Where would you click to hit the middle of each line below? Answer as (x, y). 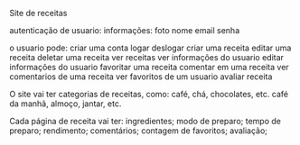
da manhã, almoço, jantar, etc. (66, 104)
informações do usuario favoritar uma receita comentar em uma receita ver (149, 67)
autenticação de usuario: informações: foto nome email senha (125, 30)
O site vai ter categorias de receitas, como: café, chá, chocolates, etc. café (149, 94)
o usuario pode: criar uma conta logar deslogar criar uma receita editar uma (150, 48)
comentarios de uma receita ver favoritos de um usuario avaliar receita (141, 77)
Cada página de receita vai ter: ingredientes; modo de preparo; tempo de (145, 121)
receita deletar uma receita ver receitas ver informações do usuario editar (147, 57)
